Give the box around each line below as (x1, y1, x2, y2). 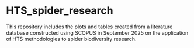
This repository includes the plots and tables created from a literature (6, 23, 173, 30)
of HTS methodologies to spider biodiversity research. (6, 35, 137, 42)
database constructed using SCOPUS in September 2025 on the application (6, 29, 189, 36)
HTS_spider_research (6, 4, 113, 17)
